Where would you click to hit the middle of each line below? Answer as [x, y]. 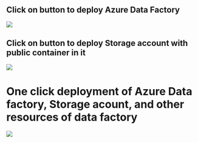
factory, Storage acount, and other [95, 104]
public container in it [46, 53]
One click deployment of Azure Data [99, 91]
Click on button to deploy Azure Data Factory [93, 10]
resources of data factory [72, 117]
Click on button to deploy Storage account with [97, 43]
